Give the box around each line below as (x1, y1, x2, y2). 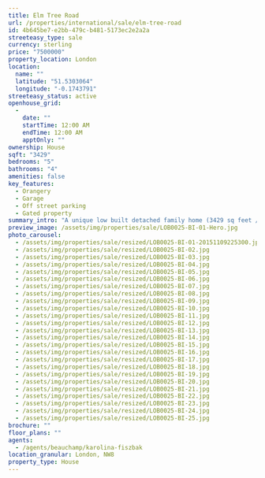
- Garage (15, 195, 44, 202)
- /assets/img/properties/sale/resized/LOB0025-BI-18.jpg (15, 363, 211, 371)
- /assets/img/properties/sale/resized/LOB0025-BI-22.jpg (15, 392, 211, 400)
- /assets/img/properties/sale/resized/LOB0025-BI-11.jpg (15, 312, 211, 320)
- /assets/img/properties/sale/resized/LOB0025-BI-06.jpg (15, 275, 211, 283)
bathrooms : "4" (8, 165, 58, 173)
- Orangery (15, 187, 51, 195)
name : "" (15, 70, 44, 78)
